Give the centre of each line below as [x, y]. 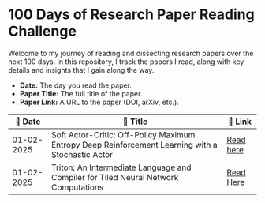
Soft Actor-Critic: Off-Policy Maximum [123, 134]
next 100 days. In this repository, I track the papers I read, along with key [126, 62]
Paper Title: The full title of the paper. [81, 93]
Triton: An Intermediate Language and [121, 167]
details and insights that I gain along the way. [81, 70]
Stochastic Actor [82, 154]
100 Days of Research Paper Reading [131, 15]
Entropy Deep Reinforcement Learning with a [134, 145]
